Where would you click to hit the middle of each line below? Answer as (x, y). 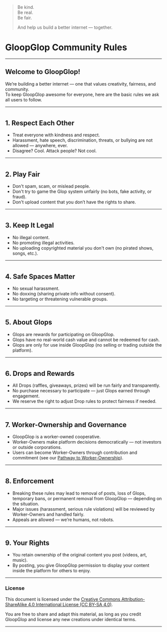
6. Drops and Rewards (40, 373)
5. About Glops (29, 322)
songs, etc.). (25, 253)
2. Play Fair (23, 174)
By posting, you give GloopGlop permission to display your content (81, 565)
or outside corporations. (37, 448)
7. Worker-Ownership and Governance (66, 425)
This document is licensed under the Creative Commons (63, 599)
